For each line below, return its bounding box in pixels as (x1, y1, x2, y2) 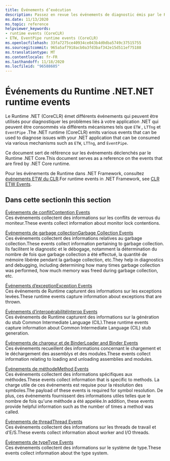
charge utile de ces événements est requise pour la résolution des (5, 382, 143, 388)
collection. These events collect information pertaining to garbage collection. (5, 240, 164, 246)
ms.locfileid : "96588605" (5, 64, 60, 69)
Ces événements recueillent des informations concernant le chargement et (5, 345, 161, 351)
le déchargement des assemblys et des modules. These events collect (5, 350, 151, 357)
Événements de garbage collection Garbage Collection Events (5, 230, 134, 236)
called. (5, 408, 19, 415)
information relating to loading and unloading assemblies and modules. (5, 356, 153, 362)
